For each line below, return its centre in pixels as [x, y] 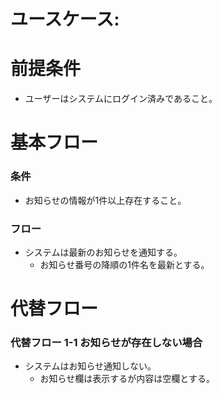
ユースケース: [65, 19]
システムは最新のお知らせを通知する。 [103, 252]
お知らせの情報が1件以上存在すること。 [105, 200]
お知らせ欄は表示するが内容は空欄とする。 [127, 379]
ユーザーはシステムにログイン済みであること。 [121, 99]
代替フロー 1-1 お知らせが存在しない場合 [106, 343]
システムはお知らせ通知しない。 [90, 366]
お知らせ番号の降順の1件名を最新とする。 [124, 264]
